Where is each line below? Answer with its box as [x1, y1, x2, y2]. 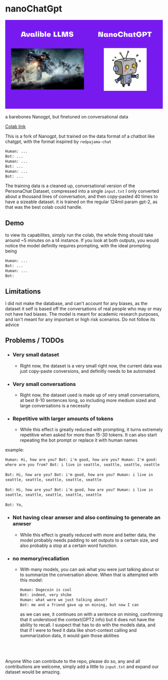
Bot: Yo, [5, 502, 23, 507]
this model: [19, 577, 43, 583]
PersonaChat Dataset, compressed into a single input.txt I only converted [5, 188, 159, 194]
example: [5, 447, 24, 453]
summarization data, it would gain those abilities [19, 632, 119, 638]
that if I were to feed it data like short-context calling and [19, 627, 137, 633]
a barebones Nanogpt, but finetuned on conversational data [5, 114, 128, 120]
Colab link [5, 123, 26, 129]
